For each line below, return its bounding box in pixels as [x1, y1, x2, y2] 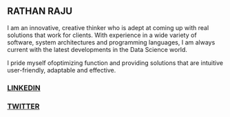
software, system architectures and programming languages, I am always [7, 38, 216, 47]
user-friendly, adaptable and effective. [7, 66, 116, 74]
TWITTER [7, 101, 40, 111]
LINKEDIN [7, 83, 41, 92]
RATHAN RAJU [7, 5, 73, 17]
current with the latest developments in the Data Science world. [7, 45, 188, 53]
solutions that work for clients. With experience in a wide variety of [7, 31, 198, 39]
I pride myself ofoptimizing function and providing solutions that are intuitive [7, 58, 224, 67]
